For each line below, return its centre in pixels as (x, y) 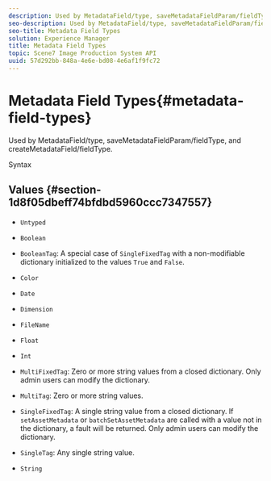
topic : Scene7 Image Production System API (83, 53)
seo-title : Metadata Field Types (65, 31)
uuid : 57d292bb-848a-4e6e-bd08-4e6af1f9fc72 (84, 61)
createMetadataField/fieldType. (60, 148)
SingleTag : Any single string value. (77, 452)
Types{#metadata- (179, 101)
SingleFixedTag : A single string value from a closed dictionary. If (127, 411)
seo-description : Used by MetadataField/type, (88, 23)
